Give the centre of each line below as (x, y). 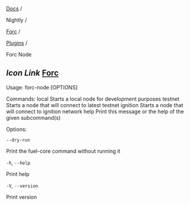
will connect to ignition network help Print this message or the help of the (95, 111)
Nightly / (17, 20)
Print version (22, 197)
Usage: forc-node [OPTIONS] (42, 87)
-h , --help (18, 162)
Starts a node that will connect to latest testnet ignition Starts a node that (95, 105)
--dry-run (18, 140)
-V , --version (22, 185)
